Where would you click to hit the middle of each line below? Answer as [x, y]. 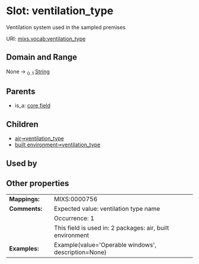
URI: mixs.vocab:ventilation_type [46, 38]
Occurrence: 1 [74, 219]
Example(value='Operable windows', [105, 245]
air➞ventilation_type [39, 138]
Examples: [24, 249]
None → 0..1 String [28, 72]
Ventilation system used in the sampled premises [66, 27]
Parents [21, 91]
